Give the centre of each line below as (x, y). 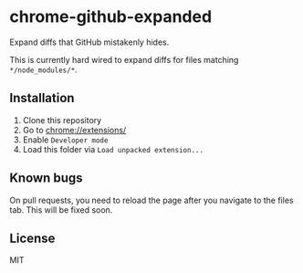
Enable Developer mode (65, 140)
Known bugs (47, 178)
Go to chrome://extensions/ (74, 130)
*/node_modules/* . (43, 69)
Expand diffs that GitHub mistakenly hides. (89, 42)
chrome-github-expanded (111, 17)
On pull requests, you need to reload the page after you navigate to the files (151, 200)
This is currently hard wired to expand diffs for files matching (124, 59)
